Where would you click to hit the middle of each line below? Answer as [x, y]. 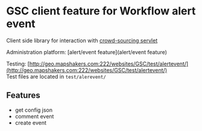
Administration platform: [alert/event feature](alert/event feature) [87, 52]
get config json [34, 110]
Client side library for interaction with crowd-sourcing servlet [82, 40]
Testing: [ [18, 64]
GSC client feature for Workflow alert [101, 11]
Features [23, 95]
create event [31, 123]
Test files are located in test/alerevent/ [56, 76]
